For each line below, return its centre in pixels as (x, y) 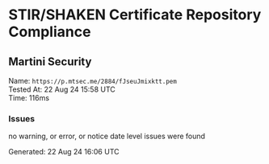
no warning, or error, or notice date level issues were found (107, 136)
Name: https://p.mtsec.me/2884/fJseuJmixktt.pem (93, 81)
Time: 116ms (29, 98)
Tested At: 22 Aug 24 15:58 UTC (62, 89)
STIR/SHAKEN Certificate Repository (135, 15)
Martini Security (50, 61)
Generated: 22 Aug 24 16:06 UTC (64, 152)
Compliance (50, 32)
